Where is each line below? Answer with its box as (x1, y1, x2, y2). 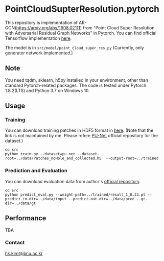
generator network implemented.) (5, 50, 73, 56)
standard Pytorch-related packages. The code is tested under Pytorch (5, 82, 147, 88)
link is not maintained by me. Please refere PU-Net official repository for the (5, 133, 158, 139)
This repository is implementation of (5, 20, 78, 25)
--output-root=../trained (106, 156, 159, 161)
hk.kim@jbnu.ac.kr (5, 250, 43, 256)
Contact (5, 239, 25, 246)
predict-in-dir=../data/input (5, 196, 67, 201)
